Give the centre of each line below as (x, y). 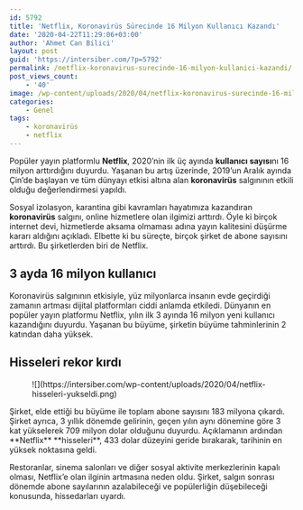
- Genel (40, 110)
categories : (32, 102)
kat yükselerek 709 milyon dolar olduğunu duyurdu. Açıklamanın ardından (146, 431)
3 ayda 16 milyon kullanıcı (83, 274)
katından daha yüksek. (51, 334)
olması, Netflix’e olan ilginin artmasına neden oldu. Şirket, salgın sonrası (142, 477)
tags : (19, 118)
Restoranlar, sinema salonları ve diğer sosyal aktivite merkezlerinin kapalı (145, 467)
